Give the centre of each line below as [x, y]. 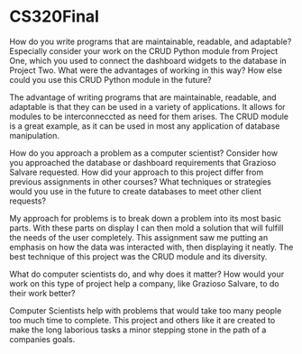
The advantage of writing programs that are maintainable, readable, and [143, 97]
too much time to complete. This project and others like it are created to [142, 320]
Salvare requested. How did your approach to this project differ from [137, 172]
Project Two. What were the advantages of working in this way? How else [146, 70]
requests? [28, 201]
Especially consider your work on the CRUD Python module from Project [144, 50]
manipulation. [35, 135]
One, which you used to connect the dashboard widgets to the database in [148, 60]
